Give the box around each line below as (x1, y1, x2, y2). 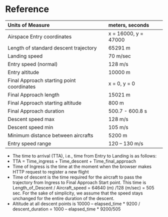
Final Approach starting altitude (7, 99, 81, 106)
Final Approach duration (7, 107, 64, 114)
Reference (5, 3, 49, 15)
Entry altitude (7, 68, 39, 75)
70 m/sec (108, 52, 131, 59)
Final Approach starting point (7, 76, 76, 83)
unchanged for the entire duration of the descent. (12, 195, 115, 201)
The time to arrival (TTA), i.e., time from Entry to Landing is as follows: (12, 152, 156, 158)
